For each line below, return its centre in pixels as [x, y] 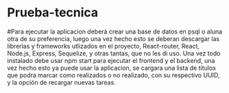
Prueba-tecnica [53, 13]
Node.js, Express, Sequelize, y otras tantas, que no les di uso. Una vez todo [114, 53]
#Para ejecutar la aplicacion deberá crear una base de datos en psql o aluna [115, 31]
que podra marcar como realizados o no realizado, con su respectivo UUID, [113, 75]
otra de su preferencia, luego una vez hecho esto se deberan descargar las [113, 38]
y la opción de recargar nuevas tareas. [62, 82]
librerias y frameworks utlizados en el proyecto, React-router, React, [104, 46]
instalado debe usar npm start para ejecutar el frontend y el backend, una [111, 60]
